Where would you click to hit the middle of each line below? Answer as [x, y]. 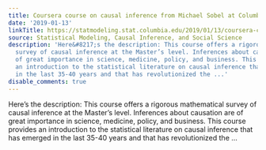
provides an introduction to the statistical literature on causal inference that [131, 129]
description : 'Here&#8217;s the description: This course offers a [122, 45]
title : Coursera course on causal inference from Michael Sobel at [122, 15]
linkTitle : [26, 30]
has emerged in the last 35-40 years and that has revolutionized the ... [123, 137]
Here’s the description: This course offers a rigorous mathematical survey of [133, 104]
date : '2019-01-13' [40, 23]
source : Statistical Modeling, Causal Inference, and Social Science [125, 37]
